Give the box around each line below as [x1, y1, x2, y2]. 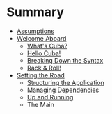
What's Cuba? [26, 41, 67, 50]
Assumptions [16, 27, 55, 35]
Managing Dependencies [26, 86, 99, 94]
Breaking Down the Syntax [26, 56, 104, 64]
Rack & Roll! [26, 64, 61, 72]
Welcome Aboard [16, 34, 67, 42]
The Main [26, 100, 55, 108]
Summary [6, 4, 64, 20]
